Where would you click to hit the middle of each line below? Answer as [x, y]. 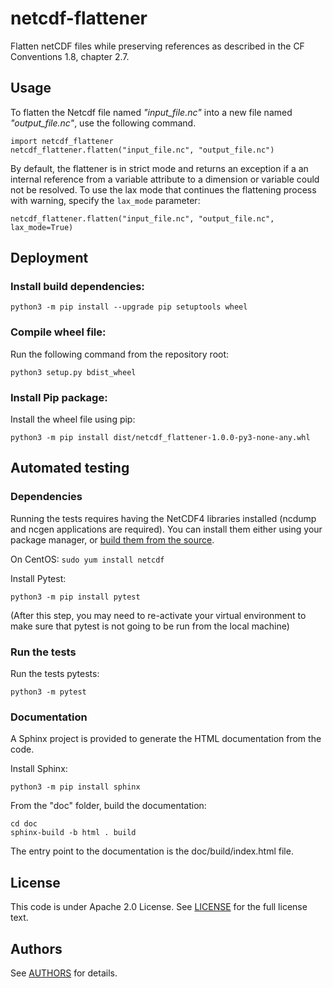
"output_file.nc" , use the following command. [103, 123]
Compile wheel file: [58, 332]
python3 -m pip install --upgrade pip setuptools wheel [129, 307]
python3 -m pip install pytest [75, 597]
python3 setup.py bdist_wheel [73, 372]
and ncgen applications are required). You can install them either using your [166, 529]
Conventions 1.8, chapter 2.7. [70, 56]
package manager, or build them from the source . [112, 539]
